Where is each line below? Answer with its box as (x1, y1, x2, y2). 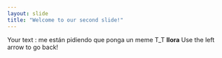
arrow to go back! (7, 43, 58, 51)
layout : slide (7, 10, 49, 17)
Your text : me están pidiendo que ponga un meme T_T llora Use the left (7, 35, 215, 43)
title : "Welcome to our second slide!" (7, 17, 124, 23)
